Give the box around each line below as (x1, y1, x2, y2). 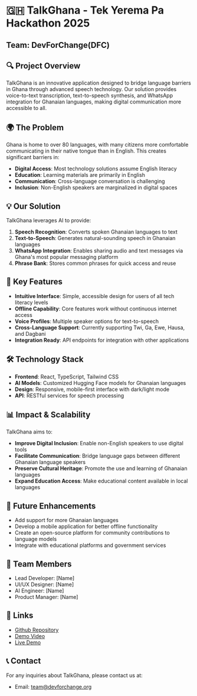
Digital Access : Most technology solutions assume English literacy (14, 165, 177, 172)
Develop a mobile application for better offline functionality (14, 523, 158, 530)
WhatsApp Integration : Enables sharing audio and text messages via (14, 247, 183, 254)
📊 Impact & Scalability (6, 410, 91, 420)
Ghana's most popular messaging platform (14, 254, 119, 261)
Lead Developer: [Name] (14, 575, 75, 582)
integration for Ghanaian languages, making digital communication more (6, 98, 182, 105)
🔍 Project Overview (6, 60, 81, 71)
